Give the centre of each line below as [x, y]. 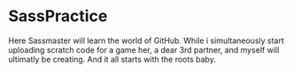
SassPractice [58, 16]
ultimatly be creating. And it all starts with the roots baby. [112, 59]
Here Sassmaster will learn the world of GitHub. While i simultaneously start [146, 40]
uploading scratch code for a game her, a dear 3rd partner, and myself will [144, 49]
